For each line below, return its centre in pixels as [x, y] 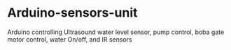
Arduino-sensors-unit [72, 13]
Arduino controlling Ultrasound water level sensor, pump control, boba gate [116, 32]
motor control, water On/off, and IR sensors [70, 39]
